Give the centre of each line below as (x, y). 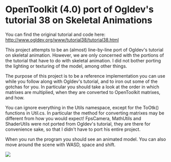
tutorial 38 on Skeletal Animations (79, 20)
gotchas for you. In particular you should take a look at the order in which (82, 87)
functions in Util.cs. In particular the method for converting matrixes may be (85, 113)
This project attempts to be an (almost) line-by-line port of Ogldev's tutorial (84, 50)
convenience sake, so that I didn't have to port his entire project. (73, 129)
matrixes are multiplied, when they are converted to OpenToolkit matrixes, (83, 92)
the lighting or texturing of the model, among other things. (66, 66)
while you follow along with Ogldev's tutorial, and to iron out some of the (81, 81)
